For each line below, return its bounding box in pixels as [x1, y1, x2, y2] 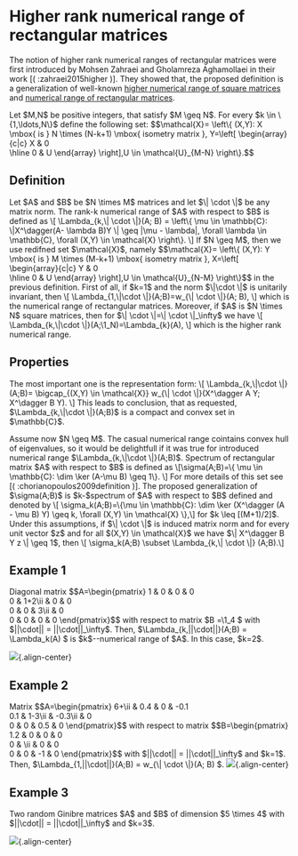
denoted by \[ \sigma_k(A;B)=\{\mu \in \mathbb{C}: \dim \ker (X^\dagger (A [9, 500, 285, 510]
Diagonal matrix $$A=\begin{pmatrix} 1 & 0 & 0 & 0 [9, 587, 195, 597]
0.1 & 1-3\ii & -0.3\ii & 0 [9, 711, 93, 722]
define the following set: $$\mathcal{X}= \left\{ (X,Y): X [60, 118, 263, 130]
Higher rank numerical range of [9, 6, 246, 27]
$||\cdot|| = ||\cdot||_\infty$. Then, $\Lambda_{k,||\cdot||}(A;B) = [9, 624, 247, 635]
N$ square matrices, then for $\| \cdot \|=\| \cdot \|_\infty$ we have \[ [9, 309, 263, 321]
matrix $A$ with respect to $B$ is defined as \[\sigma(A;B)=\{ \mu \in [9, 461, 263, 472]
